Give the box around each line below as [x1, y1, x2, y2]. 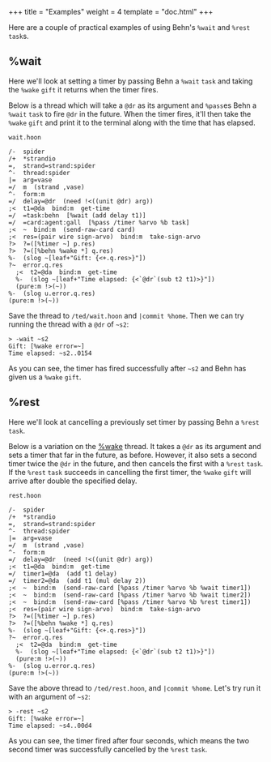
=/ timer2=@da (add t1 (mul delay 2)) [8, 576, 147, 584]
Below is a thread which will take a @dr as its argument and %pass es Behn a [8, 101, 257, 110]
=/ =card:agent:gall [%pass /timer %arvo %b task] [8, 218, 190, 226]
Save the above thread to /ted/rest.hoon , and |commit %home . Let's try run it [8, 683, 261, 692]
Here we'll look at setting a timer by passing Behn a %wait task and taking [8, 76, 253, 86]
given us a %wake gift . [8, 372, 82, 382]
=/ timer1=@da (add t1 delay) [8, 569, 117, 578]
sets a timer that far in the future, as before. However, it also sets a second [8, 450, 257, 460]
